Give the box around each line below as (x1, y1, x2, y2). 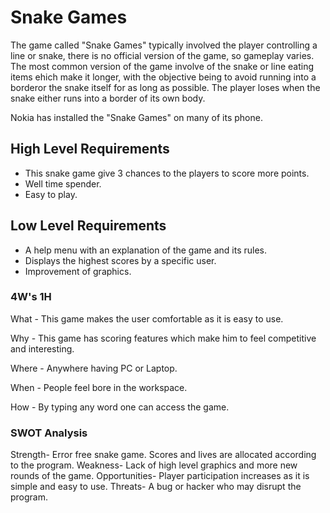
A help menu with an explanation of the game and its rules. (24, 244, 267, 256)
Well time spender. (24, 177, 102, 190)
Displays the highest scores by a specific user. (24, 254, 217, 266)
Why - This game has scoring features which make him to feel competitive (10, 332, 317, 344)
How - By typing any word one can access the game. (10, 401, 230, 413)
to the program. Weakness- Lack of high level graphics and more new (10, 459, 298, 471)
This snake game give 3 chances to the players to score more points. (24, 167, 310, 179)
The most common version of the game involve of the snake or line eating (10, 60, 315, 72)
